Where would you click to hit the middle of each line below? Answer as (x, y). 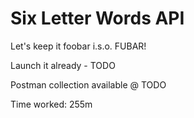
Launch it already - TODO (63, 65)
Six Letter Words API (97, 18)
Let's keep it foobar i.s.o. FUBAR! (78, 46)
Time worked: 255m (51, 104)
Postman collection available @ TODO (88, 84)
